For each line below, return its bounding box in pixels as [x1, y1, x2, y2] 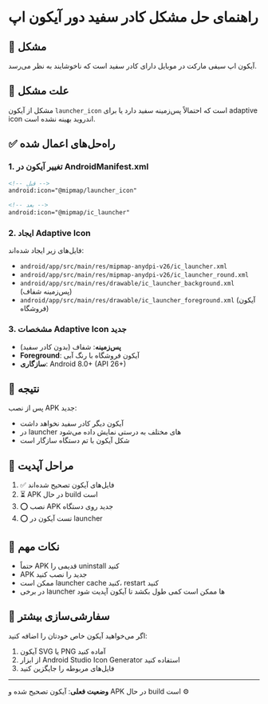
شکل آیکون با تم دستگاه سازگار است [19, 436, 130, 446]
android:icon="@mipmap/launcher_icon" [8, 186, 137, 195]
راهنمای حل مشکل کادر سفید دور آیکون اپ [8, 8, 259, 26]
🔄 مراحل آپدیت [8, 458, 74, 472]
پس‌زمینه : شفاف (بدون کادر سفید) [19, 342, 121, 351]
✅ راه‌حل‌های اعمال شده [8, 137, 116, 151]
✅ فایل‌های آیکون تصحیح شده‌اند [19, 480, 115, 490]
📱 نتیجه [8, 382, 40, 395]
